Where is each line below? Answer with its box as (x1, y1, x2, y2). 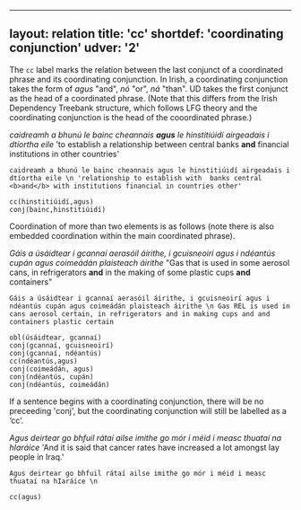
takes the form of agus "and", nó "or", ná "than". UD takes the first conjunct (9, 83, 288, 94)
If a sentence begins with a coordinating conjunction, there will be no (9, 396, 264, 407)
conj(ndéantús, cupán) (9, 372, 94, 382)
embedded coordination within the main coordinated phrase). (9, 230, 236, 241)
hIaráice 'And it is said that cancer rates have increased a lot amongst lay (9, 442, 280, 453)
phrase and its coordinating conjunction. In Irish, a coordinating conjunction (9, 74, 288, 84)
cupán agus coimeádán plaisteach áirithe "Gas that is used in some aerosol (9, 257, 290, 268)
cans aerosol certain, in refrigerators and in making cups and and (9, 309, 271, 319)
